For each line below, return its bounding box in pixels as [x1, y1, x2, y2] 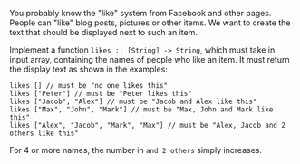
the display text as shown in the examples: [9, 63, 168, 74]
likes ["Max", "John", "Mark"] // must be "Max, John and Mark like [9, 105, 274, 114]
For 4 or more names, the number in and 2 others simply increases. [9, 145, 263, 155]
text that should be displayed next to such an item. [9, 27, 198, 37]
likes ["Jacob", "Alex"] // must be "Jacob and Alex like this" [9, 97, 257, 106]
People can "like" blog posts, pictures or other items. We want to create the [9, 17, 291, 28]
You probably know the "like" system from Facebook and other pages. [9, 8, 272, 18]
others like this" [9, 129, 79, 138]
